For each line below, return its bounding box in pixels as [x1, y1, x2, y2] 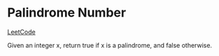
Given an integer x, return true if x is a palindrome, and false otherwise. [7, 41, 212, 49]
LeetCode [7, 28, 36, 36]
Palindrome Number [7, 5, 127, 21]
